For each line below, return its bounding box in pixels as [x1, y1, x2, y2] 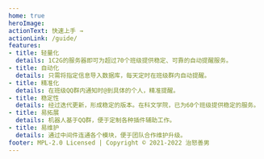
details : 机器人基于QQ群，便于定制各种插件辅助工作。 [15, 116, 176, 124]
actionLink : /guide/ [8, 34, 78, 43]
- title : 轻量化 [8, 49, 60, 57]
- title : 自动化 [8, 64, 60, 72]
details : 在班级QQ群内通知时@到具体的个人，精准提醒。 [15, 86, 180, 95]
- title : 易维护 [8, 124, 60, 132]
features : [8, 42, 42, 50]
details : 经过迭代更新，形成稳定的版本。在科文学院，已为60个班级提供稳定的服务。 [15, 101, 260, 109]
